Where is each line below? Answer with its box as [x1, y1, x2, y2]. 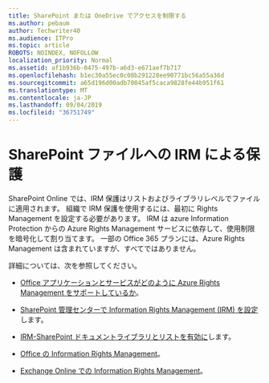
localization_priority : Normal [8, 57, 113, 65]
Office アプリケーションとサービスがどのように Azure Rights [19, 277, 221, 287]
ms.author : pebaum [8, 19, 70, 27]
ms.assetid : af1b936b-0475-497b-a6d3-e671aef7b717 [8, 64, 181, 72]
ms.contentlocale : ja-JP [8, 94, 92, 102]
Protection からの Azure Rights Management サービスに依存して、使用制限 [8, 224, 255, 233]
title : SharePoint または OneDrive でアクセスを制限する [8, 11, 187, 20]
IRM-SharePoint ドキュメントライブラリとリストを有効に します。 [19, 332, 236, 341]
